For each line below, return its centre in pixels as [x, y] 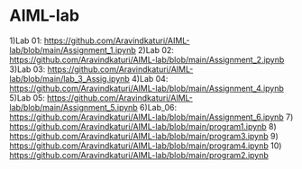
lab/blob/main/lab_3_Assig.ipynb [70, 78]
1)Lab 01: [26, 40]
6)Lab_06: [158, 107]
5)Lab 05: [27, 98]
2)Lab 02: [156, 49]
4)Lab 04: [150, 78]
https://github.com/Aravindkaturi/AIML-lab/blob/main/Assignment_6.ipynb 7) [151, 117]
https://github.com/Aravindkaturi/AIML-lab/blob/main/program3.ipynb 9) [144, 136]
